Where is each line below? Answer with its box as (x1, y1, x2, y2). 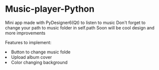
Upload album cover (11, 54, 52, 60)
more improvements (5, 30, 45, 36)
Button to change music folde (11, 49, 71, 55)
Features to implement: (5, 39, 52, 45)
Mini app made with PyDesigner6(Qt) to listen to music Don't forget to (5, 20, 146, 25)
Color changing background (11, 59, 68, 65)
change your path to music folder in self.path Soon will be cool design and (5, 24, 155, 30)
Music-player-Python (5, 3, 94, 15)
